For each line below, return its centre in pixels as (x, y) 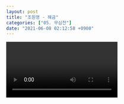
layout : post (22, 12)
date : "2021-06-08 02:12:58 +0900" (50, 28)
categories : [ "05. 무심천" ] (39, 23)
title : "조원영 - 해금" (32, 17)
